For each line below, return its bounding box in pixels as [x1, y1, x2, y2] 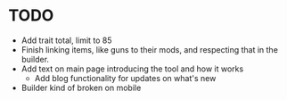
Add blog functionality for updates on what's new [34, 72, 217, 83]
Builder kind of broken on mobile [20, 82, 142, 93]
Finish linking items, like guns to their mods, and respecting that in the [20, 44, 278, 54]
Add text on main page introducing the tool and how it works [20, 63, 244, 74]
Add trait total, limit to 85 [20, 35, 112, 46]
